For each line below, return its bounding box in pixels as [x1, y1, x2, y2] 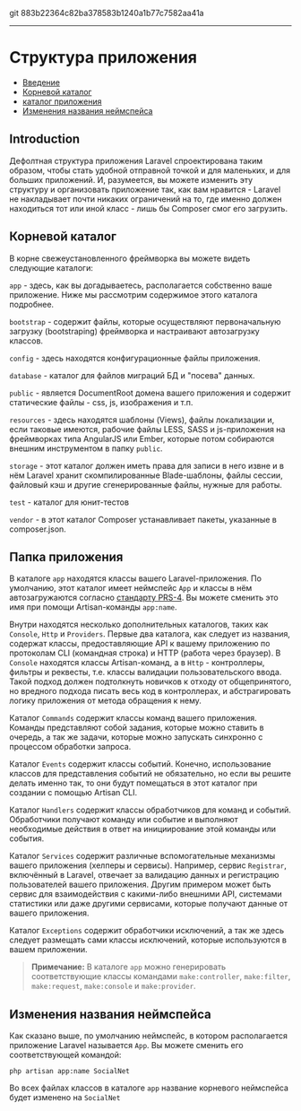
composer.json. [9, 524, 67, 534]
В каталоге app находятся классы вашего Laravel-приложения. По [9, 573, 262, 584]
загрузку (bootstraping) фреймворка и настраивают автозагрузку [9, 325, 260, 336]
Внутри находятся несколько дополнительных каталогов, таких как [9, 619, 269, 630]
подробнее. [9, 299, 55, 309]
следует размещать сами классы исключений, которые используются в [9, 934, 287, 945]
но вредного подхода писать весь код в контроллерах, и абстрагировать [9, 686, 291, 697]
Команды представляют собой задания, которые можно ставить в [9, 722, 264, 733]
